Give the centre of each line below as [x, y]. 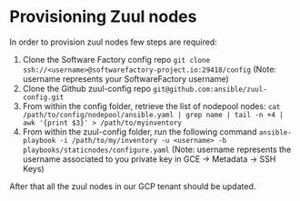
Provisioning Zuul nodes [103, 17]
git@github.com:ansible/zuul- [210, 89]
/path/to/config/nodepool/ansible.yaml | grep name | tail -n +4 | [153, 115]
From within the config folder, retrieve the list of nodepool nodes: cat [151, 106]
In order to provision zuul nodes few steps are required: [114, 42]
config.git [43, 97]
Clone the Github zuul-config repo [87, 88]
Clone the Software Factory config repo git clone [116, 59]
